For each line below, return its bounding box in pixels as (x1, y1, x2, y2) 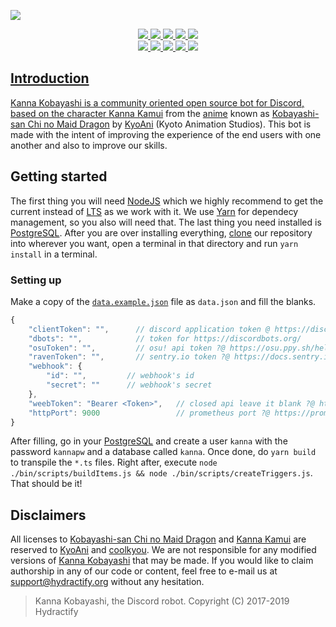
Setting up (10, 273, 62, 287)
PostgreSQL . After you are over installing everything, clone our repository (10, 226, 313, 239)
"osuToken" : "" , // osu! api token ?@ (28, 343, 226, 353)
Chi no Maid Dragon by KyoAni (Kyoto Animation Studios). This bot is (27, 118, 312, 130)
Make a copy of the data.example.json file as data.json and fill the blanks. (10, 295, 317, 307)
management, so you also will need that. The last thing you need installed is (10, 216, 322, 228)
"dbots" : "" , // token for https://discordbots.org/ (28, 333, 302, 344)
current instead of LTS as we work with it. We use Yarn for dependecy (10, 205, 299, 217)
